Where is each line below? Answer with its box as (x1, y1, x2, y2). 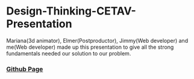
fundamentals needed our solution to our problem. (6, 49, 131, 57)
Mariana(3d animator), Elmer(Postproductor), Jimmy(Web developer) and (6, 37, 189, 44)
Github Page (6, 65, 43, 73)
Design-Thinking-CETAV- (6, 4, 137, 18)
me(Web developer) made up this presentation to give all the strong (6, 43, 174, 51)
